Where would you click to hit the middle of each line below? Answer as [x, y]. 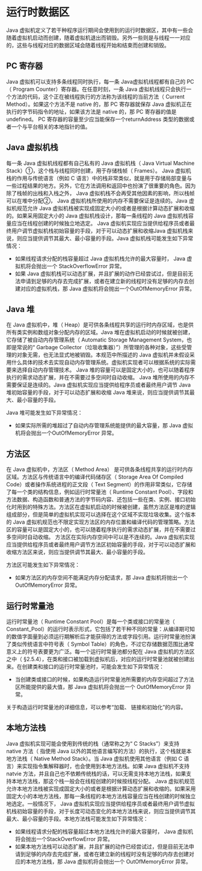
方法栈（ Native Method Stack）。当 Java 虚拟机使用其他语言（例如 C [97, 759]
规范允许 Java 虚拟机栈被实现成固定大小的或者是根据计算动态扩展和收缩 [106, 208]
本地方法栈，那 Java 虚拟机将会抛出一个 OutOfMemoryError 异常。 [108, 861]
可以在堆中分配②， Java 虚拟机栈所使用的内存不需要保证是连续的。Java [97, 200]
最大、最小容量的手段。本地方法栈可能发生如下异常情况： [77, 819]
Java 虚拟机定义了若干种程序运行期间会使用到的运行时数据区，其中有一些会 [100, 30]
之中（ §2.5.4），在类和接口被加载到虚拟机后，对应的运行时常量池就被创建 [98, 659]
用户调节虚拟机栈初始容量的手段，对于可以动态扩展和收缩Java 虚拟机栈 [99, 231]
